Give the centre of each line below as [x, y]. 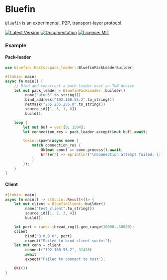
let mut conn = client [38, 245]
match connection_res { [56, 145]
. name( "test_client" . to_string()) [59, 209]
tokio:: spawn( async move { [51, 141]
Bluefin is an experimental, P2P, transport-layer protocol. [64, 23]
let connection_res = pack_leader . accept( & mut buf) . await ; [85, 132]
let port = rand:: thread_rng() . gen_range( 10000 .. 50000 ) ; [74, 227]
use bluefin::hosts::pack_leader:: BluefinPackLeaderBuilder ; [70, 68]
